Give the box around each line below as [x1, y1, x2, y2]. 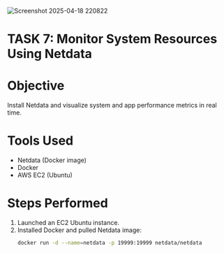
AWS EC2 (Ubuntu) [17, 171, 73, 180]
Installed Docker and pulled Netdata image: [17, 226, 142, 234]
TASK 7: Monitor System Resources [7, 31, 218, 47]
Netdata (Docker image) [17, 156, 87, 164]
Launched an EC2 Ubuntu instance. [17, 219, 120, 226]
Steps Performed [7, 196, 108, 211]
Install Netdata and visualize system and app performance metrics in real [7, 101, 218, 110]
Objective [7, 78, 65, 94]
